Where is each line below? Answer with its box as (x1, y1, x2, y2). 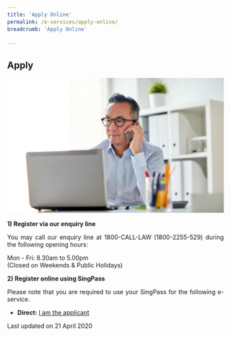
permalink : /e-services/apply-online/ (7, 18, 118, 25)
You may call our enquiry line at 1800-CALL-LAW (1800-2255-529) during (7, 233, 224, 241)
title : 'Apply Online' (7, 11, 72, 18)
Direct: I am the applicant (16, 308, 89, 316)
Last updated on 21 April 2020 (7, 321, 93, 330)
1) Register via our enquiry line (7, 219, 96, 227)
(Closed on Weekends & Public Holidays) (7, 261, 123, 269)
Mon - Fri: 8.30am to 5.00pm (7, 254, 89, 262)
